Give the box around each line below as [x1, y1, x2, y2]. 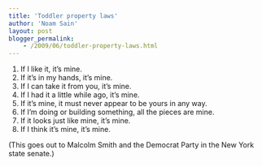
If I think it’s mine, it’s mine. [20, 125, 111, 134]
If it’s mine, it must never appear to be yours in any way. [20, 99, 207, 109]
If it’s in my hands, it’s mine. [20, 73, 113, 83]
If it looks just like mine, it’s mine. [20, 116, 131, 126]
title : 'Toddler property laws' [8, 11, 118, 20]
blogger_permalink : [8, 34, 75, 43]
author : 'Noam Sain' [8, 19, 79, 28]
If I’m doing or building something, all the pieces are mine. [20, 107, 215, 117]
